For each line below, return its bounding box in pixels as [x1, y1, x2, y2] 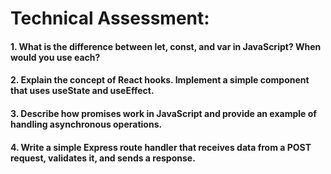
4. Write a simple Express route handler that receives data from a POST [10, 141, 312, 153]
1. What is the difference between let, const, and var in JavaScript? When [10, 40, 322, 52]
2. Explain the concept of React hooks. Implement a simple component [10, 74, 310, 86]
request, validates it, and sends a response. [10, 152, 196, 164]
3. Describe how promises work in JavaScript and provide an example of [10, 107, 317, 119]
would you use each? [10, 51, 101, 63]
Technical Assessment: [10, 7, 210, 30]
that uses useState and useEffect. [10, 85, 155, 97]
